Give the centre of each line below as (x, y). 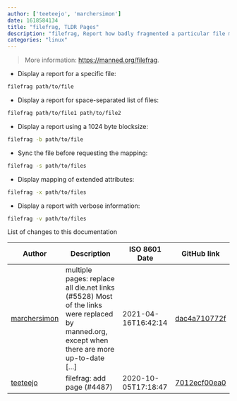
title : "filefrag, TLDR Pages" (53, 27)
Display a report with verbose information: (79, 206)
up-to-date (85, 358)
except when (87, 340)
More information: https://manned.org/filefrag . (92, 60)
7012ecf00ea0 (201, 383)
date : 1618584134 (33, 20)
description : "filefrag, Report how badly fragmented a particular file (116, 33)
